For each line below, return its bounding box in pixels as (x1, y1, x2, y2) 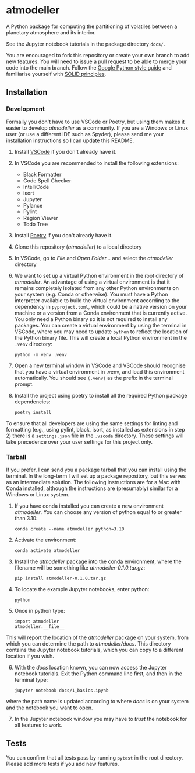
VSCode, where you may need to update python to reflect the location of (14, 328, 188, 335)
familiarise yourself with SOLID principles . (6, 70, 107, 77)
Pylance (23, 202, 43, 209)
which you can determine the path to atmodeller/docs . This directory (6, 640, 171, 647)
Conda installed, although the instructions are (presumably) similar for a (6, 485, 178, 492)
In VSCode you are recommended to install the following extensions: (14, 159, 179, 167)
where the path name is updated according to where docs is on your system (6, 698, 189, 705)
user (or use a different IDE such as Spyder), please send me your (6, 130, 164, 137)
